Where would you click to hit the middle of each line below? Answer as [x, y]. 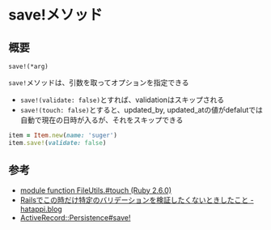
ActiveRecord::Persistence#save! [75, 217]
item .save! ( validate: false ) [57, 143]
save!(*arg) [28, 66]
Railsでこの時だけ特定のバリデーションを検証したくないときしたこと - [137, 200]
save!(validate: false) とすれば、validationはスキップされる [122, 100]
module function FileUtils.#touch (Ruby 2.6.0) [96, 190]
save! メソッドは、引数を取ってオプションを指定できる [99, 83]
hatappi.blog [41, 209]
